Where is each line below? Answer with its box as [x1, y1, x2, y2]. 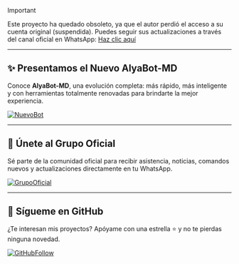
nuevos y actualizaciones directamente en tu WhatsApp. [7, 164, 173, 173]
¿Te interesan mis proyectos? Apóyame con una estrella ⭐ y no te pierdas [7, 225, 222, 233]
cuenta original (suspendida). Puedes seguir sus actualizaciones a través [7, 28, 222, 36]
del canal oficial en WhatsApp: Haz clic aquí [7, 35, 137, 44]
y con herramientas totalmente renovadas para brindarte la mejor [7, 88, 198, 97]
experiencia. [7, 96, 44, 105]
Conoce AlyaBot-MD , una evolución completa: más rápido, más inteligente [7, 81, 228, 90]
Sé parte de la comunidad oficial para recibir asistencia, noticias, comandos [7, 156, 230, 165]
